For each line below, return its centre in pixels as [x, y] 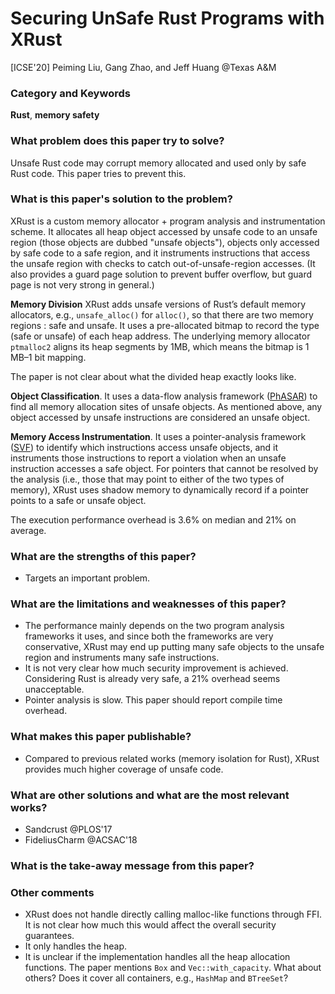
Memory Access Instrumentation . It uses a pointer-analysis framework [158, 436]
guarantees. [49, 936]
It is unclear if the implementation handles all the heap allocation [157, 957]
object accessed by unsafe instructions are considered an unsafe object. [160, 417]
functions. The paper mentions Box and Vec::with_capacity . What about [173, 968]
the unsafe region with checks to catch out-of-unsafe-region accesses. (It [163, 263]
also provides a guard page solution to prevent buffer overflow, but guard [161, 274]
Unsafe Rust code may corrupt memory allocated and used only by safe [158, 163]
